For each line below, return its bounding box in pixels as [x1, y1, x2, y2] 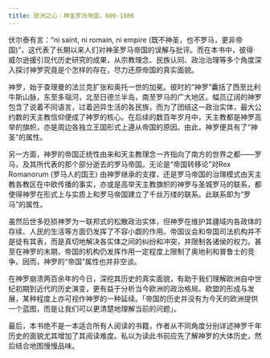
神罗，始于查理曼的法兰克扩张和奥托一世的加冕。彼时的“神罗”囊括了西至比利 [8, 82, 261, 92]
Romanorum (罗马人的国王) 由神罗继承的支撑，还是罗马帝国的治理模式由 [8, 169, 247, 179]
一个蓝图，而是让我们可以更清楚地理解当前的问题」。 [8, 303, 181, 313]
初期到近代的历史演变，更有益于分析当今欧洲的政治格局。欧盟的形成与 [14, 283, 247, 293]
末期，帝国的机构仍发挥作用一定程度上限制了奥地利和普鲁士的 [43, 246, 247, 256]
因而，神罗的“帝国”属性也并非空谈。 [22, 256, 142, 266]
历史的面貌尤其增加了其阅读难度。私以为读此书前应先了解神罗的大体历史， [8, 331, 255, 340]
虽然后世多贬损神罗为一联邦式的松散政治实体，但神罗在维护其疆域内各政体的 [8, 216, 262, 226]
